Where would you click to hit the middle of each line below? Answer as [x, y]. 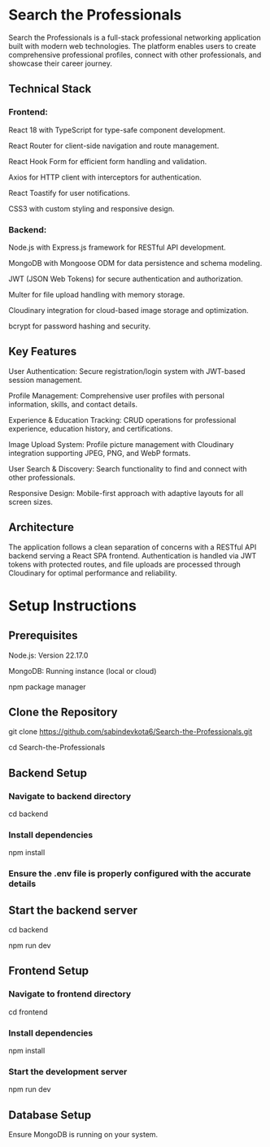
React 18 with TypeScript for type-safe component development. [117, 130]
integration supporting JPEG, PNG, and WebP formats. [100, 453]
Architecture [41, 527]
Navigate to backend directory [70, 796]
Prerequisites [43, 636]
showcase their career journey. [60, 63]
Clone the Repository [63, 712]
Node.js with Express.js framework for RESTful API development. [117, 247]
